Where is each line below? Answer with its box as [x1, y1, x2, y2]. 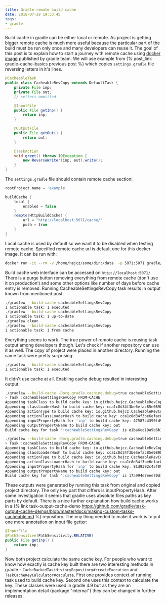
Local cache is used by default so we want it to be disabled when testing [5, 240, 153, 246]
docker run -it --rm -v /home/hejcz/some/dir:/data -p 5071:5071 [5, 261, 145, 266]
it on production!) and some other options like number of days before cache [5, 280, 160, 286]
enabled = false [23, 204, 56, 209]
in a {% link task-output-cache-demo [5, 503, 81, 509]
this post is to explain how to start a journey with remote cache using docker [5, 51, 161, 56]
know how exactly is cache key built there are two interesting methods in [5, 561, 154, 567]
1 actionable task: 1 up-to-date [5, 314, 74, 319]
